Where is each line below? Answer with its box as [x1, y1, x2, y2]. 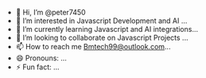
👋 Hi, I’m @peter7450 [15, 8, 86, 17]
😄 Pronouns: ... [15, 53, 68, 63]
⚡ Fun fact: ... [15, 62, 60, 72]
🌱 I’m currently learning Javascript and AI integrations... [15, 25, 199, 33]
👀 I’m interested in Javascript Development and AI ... [15, 16, 188, 25]
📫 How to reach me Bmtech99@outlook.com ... [15, 42, 171, 51]
